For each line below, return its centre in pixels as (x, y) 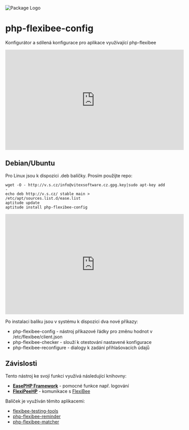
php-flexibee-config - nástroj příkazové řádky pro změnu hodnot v (83, 331)
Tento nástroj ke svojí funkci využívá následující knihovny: (66, 376)
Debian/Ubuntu (30, 163)
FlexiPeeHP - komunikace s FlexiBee (51, 391)
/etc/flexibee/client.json (37, 337)
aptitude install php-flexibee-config (46, 207)
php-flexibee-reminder (37, 416)
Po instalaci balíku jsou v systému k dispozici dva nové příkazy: (72, 321)
